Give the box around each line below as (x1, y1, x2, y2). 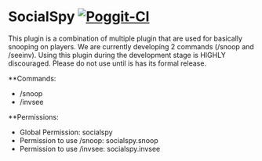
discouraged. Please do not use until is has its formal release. (8, 59, 206, 68)
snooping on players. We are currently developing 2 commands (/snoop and (8, 41, 255, 51)
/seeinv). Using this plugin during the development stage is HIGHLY (8, 50, 226, 59)
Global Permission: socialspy (19, 127, 113, 137)
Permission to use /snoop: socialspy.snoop (19, 135, 158, 145)
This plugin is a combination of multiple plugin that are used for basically (8, 34, 243, 43)
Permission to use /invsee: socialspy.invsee (19, 144, 161, 153)
